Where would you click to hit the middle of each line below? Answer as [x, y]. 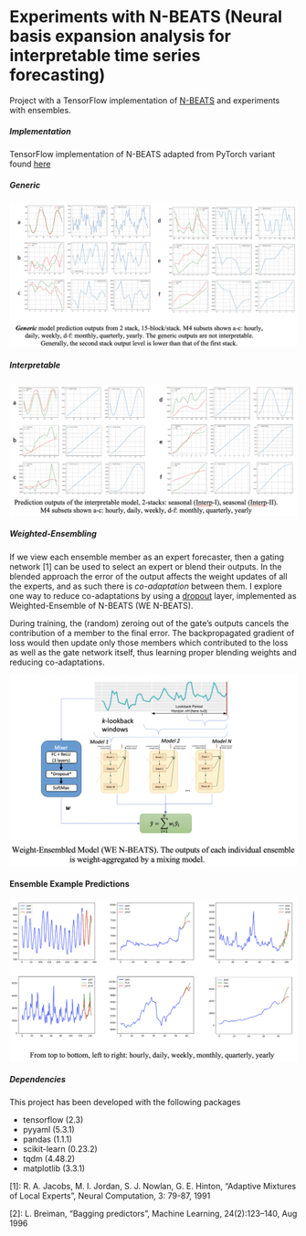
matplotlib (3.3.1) [53, 1168]
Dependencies [38, 1079]
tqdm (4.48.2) [49, 1158]
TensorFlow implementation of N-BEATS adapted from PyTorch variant [142, 154]
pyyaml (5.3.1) [48, 1129]
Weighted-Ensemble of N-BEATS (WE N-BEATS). [101, 605]
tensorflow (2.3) [53, 1119]
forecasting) [58, 75]
